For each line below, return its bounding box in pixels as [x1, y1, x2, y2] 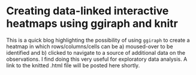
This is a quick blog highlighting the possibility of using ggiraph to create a [6, 36, 190, 43]
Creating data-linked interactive [6, 4, 169, 18]
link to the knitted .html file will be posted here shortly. [6, 61, 140, 69]
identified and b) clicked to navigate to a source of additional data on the [6, 49, 186, 56]
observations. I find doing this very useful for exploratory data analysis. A [6, 55, 188, 62]
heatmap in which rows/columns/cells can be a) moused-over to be [6, 43, 173, 50]
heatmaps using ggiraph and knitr [6, 17, 178, 30]
